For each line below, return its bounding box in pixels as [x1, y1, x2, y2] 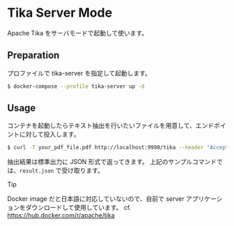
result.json [19, 167, 54, 175]
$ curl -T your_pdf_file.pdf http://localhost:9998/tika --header [7, 144, 204, 151]
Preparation [7, 50, 60, 61]
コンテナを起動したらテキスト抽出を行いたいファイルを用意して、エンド [7, 121, 214, 130]
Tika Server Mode [7, 5, 113, 21]
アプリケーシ [185, 195, 223, 203]
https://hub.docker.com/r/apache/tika [7, 211, 115, 220]
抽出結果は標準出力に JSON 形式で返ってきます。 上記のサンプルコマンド [7, 158, 217, 166]
